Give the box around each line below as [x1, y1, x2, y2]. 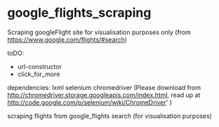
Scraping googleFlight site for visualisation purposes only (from [7, 28, 192, 36]
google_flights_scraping [7, 5, 152, 21]
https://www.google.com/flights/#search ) [7, 35, 128, 43]
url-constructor [17, 62, 62, 70]
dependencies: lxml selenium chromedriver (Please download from [7, 83, 201, 91]
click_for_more [17, 70, 60, 78]
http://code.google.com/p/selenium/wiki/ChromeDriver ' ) [7, 98, 173, 106]
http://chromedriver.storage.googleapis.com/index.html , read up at [7, 91, 201, 99]
